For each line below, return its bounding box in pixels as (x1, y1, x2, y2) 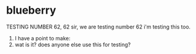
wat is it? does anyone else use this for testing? (14, 41, 131, 48)
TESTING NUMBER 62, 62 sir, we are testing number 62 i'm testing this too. (6, 23, 191, 30)
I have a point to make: (14, 34, 71, 42)
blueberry (6, 4, 56, 17)
